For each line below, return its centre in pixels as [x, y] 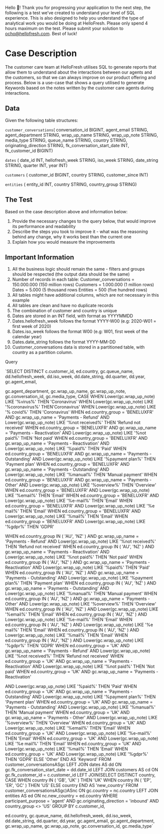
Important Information [40, 257]
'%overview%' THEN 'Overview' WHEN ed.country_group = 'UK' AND [75, 723]
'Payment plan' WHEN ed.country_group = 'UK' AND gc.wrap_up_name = [79, 702]
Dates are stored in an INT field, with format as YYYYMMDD [72, 316]
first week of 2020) [32, 327]
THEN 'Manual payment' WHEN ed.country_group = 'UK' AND [67, 712]
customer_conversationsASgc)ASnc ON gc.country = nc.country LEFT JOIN [82, 791]
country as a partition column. [42, 353]
